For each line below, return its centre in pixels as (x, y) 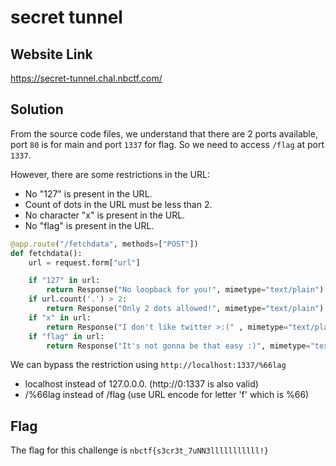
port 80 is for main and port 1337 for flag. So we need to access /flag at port (167, 144)
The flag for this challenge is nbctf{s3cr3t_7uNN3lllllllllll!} (139, 450)
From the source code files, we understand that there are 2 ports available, (164, 133)
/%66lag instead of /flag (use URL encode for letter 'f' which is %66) (167, 395)
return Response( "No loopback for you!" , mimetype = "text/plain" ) (185, 290)
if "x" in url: (60, 317)
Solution (37, 109)
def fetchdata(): (46, 253)
